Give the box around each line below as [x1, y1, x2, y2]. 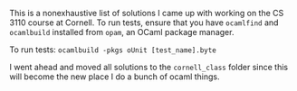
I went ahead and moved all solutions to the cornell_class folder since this [9, 62, 288, 72]
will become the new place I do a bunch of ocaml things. [9, 71, 220, 82]
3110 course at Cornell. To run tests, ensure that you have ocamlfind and [9, 17, 279, 28]
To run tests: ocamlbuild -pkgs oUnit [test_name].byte [9, 44, 217, 55]
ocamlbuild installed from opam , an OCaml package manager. [9, 27, 235, 37]
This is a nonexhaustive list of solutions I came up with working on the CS [9, 8, 284, 18]
